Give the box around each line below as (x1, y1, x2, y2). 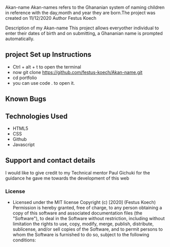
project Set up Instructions (5, 50, 92, 59)
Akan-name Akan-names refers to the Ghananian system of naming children (5, 5, 165, 10)
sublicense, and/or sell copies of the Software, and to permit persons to (12, 226, 163, 232)
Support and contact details (5, 156, 95, 165)
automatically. (5, 36, 35, 42)
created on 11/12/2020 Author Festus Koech (5, 15, 96, 21)
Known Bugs (5, 95, 47, 103)
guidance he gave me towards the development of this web (5, 175, 129, 181)
